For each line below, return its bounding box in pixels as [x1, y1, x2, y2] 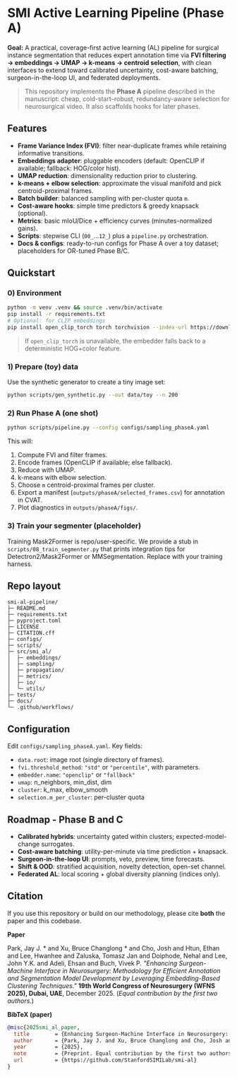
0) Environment [7, 288, 62, 298]
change [17, 840, 40, 849]
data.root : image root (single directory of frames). [17, 755, 164, 764]
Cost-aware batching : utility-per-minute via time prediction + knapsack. [17, 847, 229, 856]
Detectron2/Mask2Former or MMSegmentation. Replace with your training [7, 552, 224, 560]
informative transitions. [17, 148, 85, 157]
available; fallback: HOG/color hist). [17, 164, 121, 172]
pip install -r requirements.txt [7, 311, 106, 318]
